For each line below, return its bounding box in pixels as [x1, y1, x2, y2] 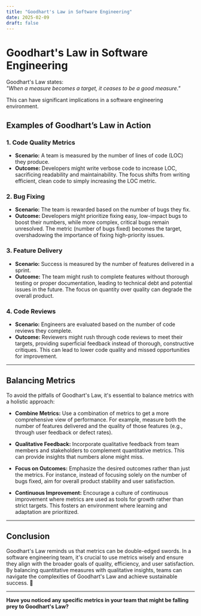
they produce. [14, 159, 50, 165]
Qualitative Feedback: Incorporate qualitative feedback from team [14, 440, 179, 447]
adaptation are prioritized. [14, 508, 79, 515]
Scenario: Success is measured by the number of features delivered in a [14, 260, 194, 267]
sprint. [14, 267, 31, 274]
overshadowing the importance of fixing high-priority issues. [14, 232, 165, 239]
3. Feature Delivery [6, 247, 63, 255]
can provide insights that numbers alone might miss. [14, 453, 144, 460]
